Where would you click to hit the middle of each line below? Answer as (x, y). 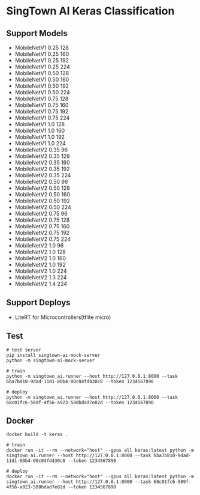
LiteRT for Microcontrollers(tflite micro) (63, 317)
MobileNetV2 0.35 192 (42, 169)
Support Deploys (38, 302)
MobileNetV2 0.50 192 (42, 201)
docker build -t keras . (37, 435)
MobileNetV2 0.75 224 (43, 239)
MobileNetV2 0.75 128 (42, 220)
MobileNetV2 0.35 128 (42, 156)
